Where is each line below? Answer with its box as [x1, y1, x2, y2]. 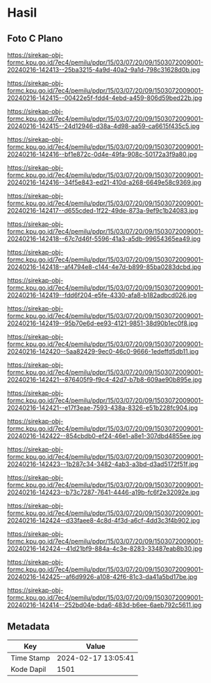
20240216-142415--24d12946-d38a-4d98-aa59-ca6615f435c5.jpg [7, 122, 200, 130]
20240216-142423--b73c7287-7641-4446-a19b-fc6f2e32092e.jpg [7, 488, 200, 496]
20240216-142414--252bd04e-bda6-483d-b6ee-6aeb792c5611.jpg [7, 601, 202, 609]
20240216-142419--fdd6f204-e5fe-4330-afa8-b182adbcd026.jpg [7, 291, 197, 299]
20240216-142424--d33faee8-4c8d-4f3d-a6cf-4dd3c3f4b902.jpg [7, 517, 200, 524]
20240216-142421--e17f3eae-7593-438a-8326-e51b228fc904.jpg [7, 404, 199, 412]
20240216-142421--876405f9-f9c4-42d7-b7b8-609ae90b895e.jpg [7, 376, 203, 383]
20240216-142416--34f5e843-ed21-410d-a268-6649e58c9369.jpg [7, 178, 202, 187]
